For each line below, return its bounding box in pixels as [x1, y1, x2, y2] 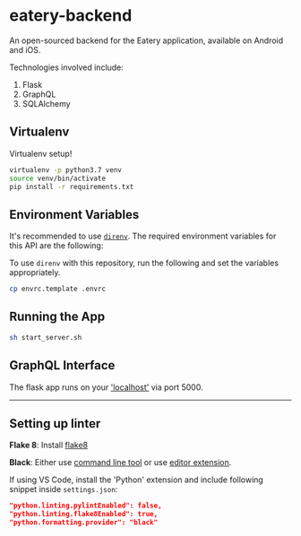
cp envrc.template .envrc [9, 284, 106, 294]
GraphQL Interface [9, 358, 116, 373]
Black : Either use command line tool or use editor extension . [9, 457, 232, 468]
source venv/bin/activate [9, 174, 106, 183]
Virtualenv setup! [9, 148, 73, 159]
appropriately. [9, 267, 61, 278]
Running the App [9, 309, 106, 324]
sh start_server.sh [9, 333, 82, 341]
